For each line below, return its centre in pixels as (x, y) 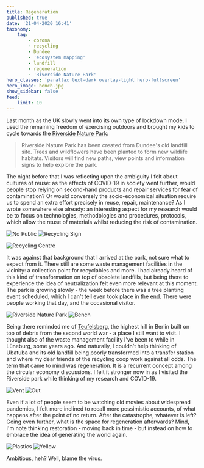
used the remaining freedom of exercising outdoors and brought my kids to (100, 126)
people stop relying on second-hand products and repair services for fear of (102, 189)
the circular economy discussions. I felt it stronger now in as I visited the (97, 372)
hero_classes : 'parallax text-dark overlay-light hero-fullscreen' (94, 80)
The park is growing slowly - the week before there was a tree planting (95, 290)
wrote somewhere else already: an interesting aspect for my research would (102, 209)
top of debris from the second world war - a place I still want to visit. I (93, 333)
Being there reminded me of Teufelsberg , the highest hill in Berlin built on (98, 326)
